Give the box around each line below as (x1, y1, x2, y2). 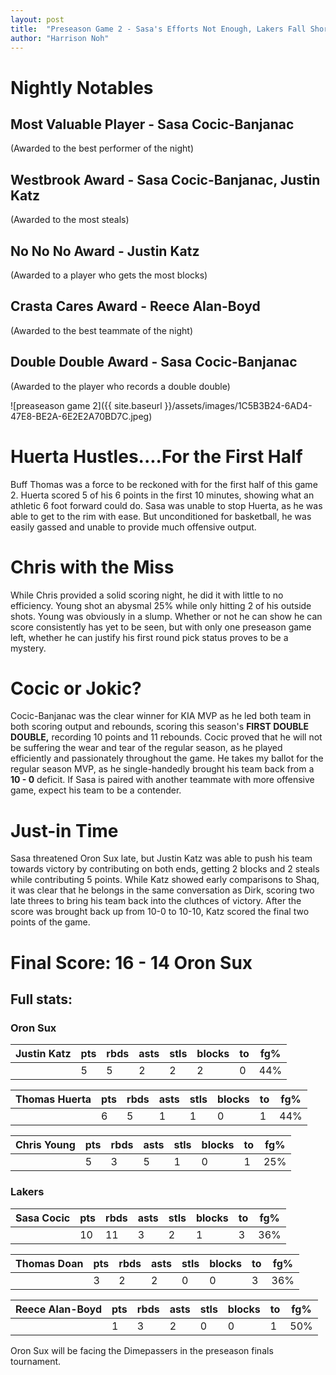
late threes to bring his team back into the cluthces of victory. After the (10, 895, 302, 907)
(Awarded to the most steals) (10, 214, 130, 226)
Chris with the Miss (10, 556, 175, 578)
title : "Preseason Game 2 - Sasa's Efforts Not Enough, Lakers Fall (10, 24, 307, 34)
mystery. (10, 642, 47, 654)
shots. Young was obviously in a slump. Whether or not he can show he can (10, 610, 323, 622)
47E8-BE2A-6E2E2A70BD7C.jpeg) (10, 410, 153, 422)
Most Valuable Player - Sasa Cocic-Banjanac (10, 116, 295, 133)
